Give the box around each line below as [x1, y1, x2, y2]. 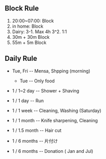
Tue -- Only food [19, 78, 55, 84]
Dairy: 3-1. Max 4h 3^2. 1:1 [12, 28, 67, 35]
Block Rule [5, 4, 39, 13]
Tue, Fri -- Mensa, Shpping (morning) [12, 67, 91, 74]
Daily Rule [5, 54, 38, 63]
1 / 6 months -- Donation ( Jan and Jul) [12, 148, 93, 154]
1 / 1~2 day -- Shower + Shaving [12, 87, 80, 94]
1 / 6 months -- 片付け [12, 138, 58, 144]
